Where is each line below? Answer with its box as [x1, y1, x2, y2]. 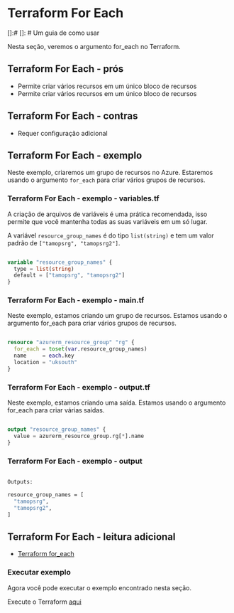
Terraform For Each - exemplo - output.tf [7, 382, 150, 392]
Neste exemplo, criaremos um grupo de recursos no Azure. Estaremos [7, 169, 213, 177]
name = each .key [13, 352, 74, 360]
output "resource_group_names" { [7, 426, 106, 433]
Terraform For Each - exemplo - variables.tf [7, 193, 160, 203]
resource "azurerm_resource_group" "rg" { [7, 339, 135, 346]
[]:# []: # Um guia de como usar [7, 28, 100, 37]
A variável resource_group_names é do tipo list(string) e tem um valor [7, 231, 214, 240]
